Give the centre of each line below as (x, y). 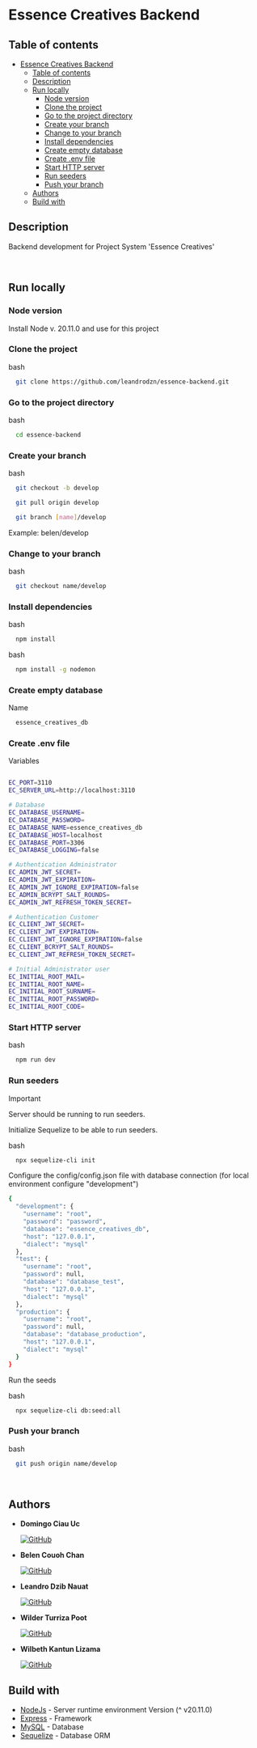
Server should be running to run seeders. (77, 1114)
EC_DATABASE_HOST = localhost (56, 835)
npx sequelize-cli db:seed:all (68, 1410)
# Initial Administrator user (59, 969)
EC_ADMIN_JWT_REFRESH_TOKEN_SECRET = (70, 902)
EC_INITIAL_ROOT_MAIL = (46, 976)
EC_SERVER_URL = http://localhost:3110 (72, 790)
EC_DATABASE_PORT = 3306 (46, 843)
